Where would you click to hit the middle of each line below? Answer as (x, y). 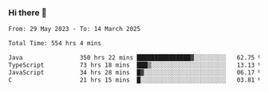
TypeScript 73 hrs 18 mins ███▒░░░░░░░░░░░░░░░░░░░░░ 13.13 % (135, 65)
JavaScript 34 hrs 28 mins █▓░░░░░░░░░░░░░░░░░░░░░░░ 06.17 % (135, 72)
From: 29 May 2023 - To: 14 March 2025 (75, 29)
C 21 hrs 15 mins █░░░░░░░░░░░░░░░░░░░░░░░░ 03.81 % (135, 80)
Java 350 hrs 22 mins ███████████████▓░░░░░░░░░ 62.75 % (135, 58)
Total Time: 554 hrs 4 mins (55, 44)
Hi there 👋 (28, 13)
